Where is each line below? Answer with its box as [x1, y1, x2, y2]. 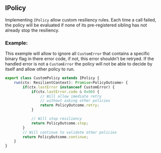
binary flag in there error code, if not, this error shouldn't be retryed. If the [5, 56, 154, 62]
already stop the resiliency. [5, 27, 60, 33]
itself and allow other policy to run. [5, 66, 75, 72]
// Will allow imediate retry [40, 94, 102, 99]
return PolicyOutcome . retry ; [40, 103, 99, 108]
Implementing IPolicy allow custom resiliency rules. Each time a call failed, [5, 17, 157, 22]
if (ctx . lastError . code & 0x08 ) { [31, 89, 99, 94]
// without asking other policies [40, 98, 111, 103]
